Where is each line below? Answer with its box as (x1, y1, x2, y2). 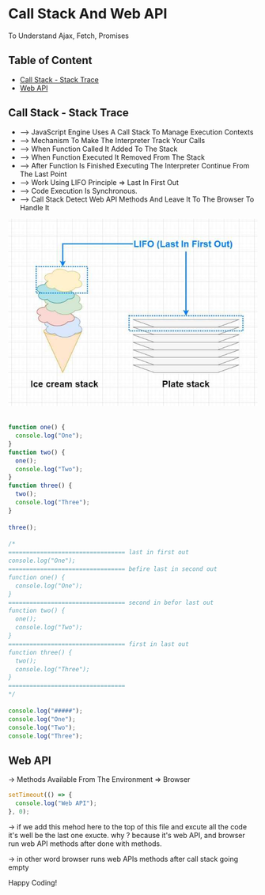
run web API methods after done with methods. (8, 839, 162, 848)
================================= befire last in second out (8, 565, 218, 573)
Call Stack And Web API (8, 5, 168, 23)
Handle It (19, 202, 50, 212)
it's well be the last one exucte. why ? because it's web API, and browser (8, 830, 245, 840)
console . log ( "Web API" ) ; (15, 799, 97, 807)
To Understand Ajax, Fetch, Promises (8, 31, 129, 40)
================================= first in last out (8, 640, 190, 648)
